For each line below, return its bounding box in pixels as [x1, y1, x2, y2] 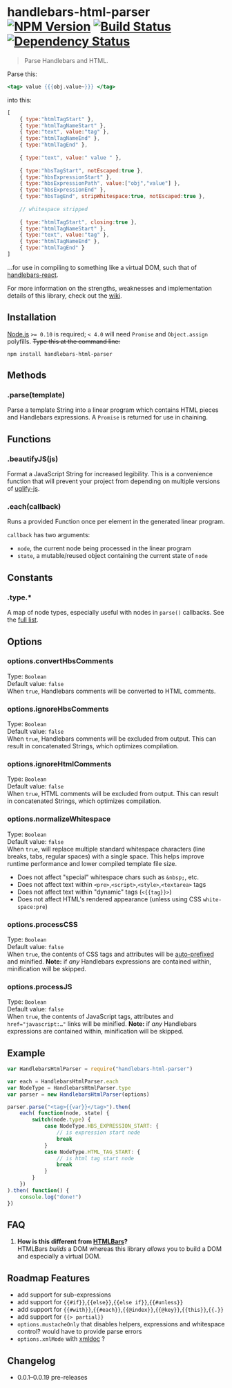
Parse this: [7, 70, 38, 78]
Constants [7, 572, 53, 584]
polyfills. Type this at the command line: [7, 337, 121, 345]
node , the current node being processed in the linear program [17, 544, 191, 552]
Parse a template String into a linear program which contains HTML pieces [7, 406, 219, 414]
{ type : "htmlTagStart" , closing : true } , [19, 219, 137, 226]
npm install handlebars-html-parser [7, 350, 113, 357]
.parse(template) [7, 390, 66, 400]
